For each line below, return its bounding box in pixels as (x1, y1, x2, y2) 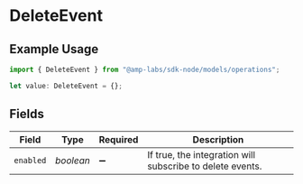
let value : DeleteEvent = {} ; (9, 81, 124, 90)
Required (98, 133, 139, 145)
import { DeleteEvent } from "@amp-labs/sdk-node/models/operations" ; (9, 65, 280, 74)
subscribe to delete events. (147, 160, 262, 172)
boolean (55, 154, 90, 167)
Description (192, 133, 244, 145)
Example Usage (9, 41, 99, 57)
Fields (9, 106, 45, 122)
